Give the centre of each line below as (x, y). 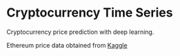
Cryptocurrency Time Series (90, 13)
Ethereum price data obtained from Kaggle (67, 45)
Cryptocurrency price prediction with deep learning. (80, 32)
